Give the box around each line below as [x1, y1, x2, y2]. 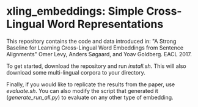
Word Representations [46, 17, 164, 31]
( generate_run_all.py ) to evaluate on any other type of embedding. [6, 94, 174, 101]
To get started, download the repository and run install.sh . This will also [6, 62, 186, 70]
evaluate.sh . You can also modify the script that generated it [6, 87, 159, 94]
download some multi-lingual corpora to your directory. [6, 68, 145, 76]
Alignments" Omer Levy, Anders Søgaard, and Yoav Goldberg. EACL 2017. [6, 50, 193, 57]
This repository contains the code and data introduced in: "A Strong [6, 37, 177, 45]
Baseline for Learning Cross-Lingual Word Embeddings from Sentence [6, 44, 184, 51]
